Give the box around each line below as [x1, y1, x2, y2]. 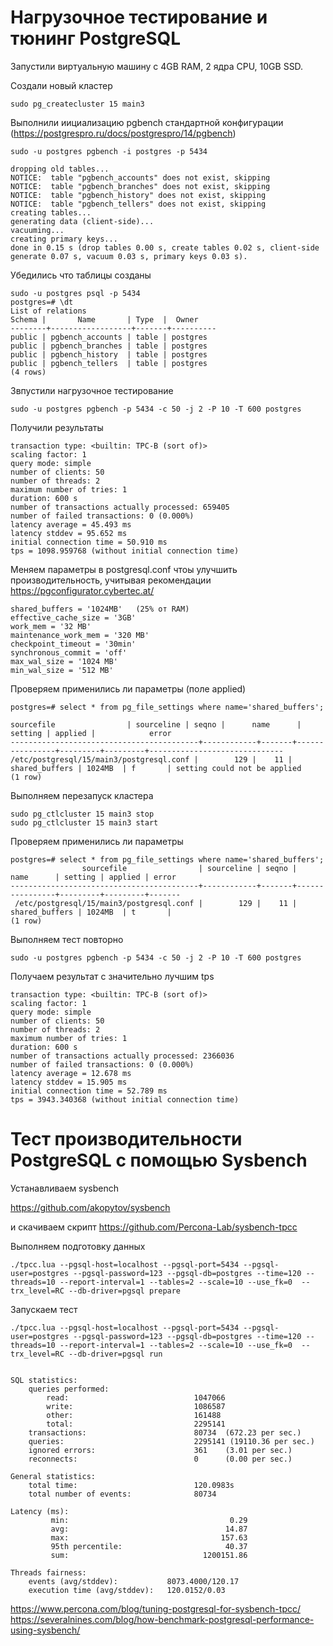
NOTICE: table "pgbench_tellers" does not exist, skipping [10, 199, 267, 209]
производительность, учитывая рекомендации [10, 574, 212, 586]
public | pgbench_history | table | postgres [10, 349, 208, 360]
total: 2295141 [46, 1419, 226, 1429]
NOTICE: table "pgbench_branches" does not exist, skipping [10, 181, 271, 191]
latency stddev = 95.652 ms [10, 528, 128, 538]
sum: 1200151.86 [50, 1550, 248, 1560]
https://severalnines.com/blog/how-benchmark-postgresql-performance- [10, 1613, 315, 1625]
